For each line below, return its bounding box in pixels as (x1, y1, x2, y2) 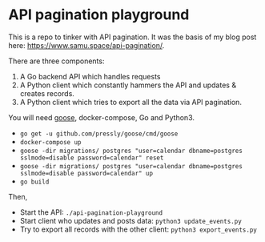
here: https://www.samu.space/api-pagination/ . (8, 40, 165, 50)
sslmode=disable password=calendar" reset (19, 154, 164, 162)
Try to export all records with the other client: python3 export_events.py (19, 224, 258, 234)
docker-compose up (19, 138, 82, 146)
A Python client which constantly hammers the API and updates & (19, 80, 237, 90)
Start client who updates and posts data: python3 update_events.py (19, 216, 242, 225)
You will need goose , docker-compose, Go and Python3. (8, 112, 195, 122)
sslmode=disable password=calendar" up (19, 169, 154, 177)
